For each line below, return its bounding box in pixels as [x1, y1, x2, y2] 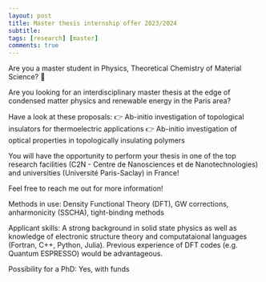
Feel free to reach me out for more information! [8, 183, 163, 193]
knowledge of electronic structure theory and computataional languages [8, 232, 248, 241]
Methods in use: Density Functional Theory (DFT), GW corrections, [8, 199, 229, 209]
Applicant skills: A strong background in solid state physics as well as [8, 224, 238, 233]
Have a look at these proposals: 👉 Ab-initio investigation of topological [8, 112, 244, 122]
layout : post [8, 11, 52, 20]
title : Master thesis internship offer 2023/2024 [8, 19, 178, 27]
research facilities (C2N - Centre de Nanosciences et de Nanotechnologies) [8, 159, 259, 169]
